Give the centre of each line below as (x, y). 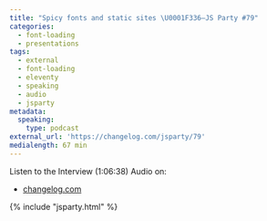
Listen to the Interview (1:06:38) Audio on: (88, 171)
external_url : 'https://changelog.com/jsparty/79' (108, 137)
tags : (20, 52)
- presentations (48, 43)
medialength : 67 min (49, 145)
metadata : (28, 111)
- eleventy (38, 78)
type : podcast (52, 129)
